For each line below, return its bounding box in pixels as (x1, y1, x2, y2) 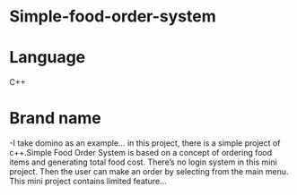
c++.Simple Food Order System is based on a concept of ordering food (9, 148, 273, 158)
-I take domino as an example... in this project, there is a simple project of (9, 138, 281, 148)
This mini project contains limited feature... (9, 176, 168, 187)
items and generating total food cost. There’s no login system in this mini (9, 157, 278, 167)
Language (9, 47, 86, 68)
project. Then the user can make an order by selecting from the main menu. (9, 166, 289, 177)
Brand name (9, 108, 101, 129)
